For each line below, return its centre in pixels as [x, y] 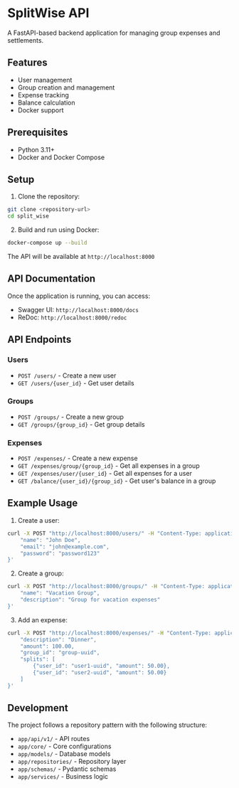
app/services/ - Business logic [63, 777]
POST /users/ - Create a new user [67, 376]
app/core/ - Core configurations [64, 746]
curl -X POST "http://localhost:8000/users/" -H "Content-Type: [105, 533]
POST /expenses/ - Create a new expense [78, 458]
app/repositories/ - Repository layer [72, 762]
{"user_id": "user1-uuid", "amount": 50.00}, [102, 666]
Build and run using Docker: [58, 230]
